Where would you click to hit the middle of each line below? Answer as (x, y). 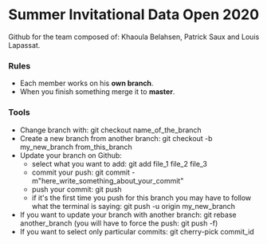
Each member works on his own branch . (86, 83)
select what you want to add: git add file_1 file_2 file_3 (119, 163)
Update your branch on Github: (71, 155)
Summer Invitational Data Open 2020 (134, 15)
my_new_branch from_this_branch (76, 147)
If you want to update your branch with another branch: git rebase (128, 214)
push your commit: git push (77, 189)
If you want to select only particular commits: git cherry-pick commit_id (137, 231)
